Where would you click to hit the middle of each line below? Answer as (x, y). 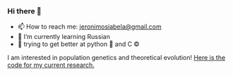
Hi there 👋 (25, 11)
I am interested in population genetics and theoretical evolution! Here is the (116, 58)
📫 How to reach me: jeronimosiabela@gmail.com (89, 26)
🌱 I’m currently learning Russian (64, 37)
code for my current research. (51, 65)
